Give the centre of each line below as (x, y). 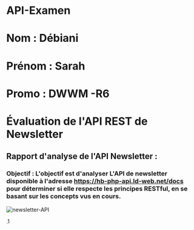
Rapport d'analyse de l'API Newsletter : (82, 156)
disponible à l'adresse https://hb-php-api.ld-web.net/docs (95, 181)
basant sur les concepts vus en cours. (64, 196)
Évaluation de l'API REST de (77, 121)
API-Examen (38, 11)
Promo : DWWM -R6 (58, 94)
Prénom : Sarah (46, 66)
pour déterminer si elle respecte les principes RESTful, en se (97, 189)
